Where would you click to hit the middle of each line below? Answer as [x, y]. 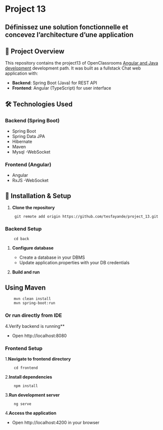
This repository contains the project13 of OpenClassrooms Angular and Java [81, 63]
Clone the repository [33, 208]
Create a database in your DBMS [52, 257]
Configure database [33, 248]
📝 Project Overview [35, 51]
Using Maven [26, 287]
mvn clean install [32, 299]
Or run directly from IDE [34, 316]
